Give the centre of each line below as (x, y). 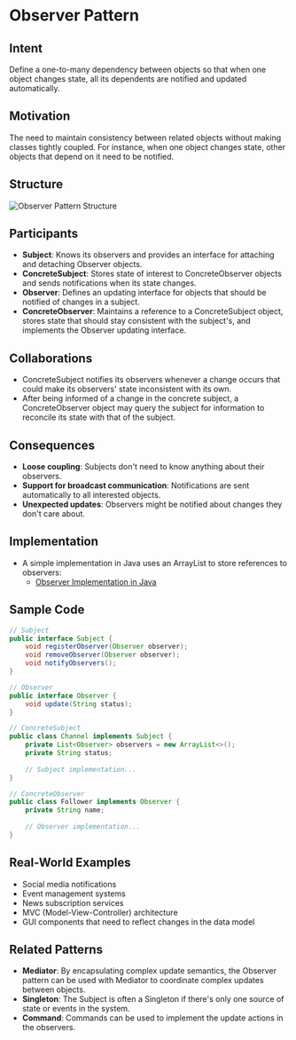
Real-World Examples (70, 863)
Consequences (52, 445)
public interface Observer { (63, 696)
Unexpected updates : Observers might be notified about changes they (152, 504)
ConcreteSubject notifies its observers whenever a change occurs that (151, 380)
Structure (36, 184)
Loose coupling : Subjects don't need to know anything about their (143, 467)
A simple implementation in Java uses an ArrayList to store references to (155, 563)
